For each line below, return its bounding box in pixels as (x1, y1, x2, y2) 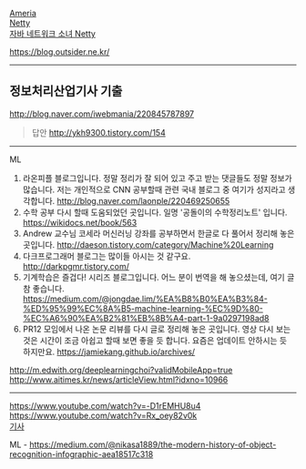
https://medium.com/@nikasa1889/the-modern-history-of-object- (28, 439, 277, 450)
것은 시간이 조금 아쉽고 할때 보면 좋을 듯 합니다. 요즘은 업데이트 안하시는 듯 (22, 334, 288, 345)
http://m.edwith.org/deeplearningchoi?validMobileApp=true (9, 364, 233, 375)
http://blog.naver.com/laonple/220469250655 (56, 195, 230, 206)
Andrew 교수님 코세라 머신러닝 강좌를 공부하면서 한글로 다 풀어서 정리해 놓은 (22, 228, 295, 239)
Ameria (9, 8, 36, 18)
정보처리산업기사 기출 (9, 84, 123, 99)
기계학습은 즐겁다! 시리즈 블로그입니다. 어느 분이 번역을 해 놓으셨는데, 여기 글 (22, 271, 295, 282)
